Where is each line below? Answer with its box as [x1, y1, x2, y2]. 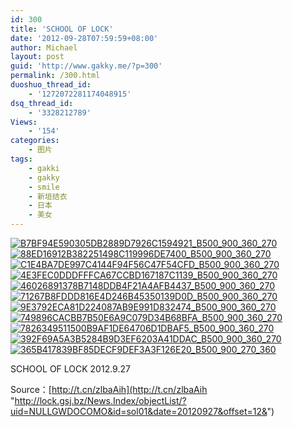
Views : [10, 117, 38, 127]
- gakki [28, 163, 60, 173]
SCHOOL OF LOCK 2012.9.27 [10, 363, 131, 375]
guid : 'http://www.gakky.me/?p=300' [10, 61, 163, 71]
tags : [10, 154, 33, 164]
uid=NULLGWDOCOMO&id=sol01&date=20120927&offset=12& [10, 406, 268, 417]
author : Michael [10, 42, 78, 53]
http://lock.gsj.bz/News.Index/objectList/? [14, 395, 187, 406]
